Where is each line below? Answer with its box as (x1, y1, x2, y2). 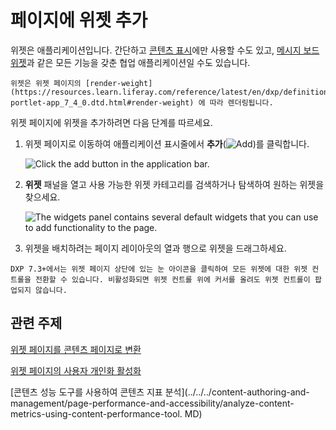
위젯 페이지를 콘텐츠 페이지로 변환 (10, 343, 142, 355)
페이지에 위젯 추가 (10, 9, 148, 32)
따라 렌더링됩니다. (209, 97, 274, 108)
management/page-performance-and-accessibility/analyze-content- (10, 397, 295, 409)
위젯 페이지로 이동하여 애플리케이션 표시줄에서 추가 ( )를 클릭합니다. (24, 137, 310, 150)
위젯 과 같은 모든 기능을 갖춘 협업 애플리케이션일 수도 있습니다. (10, 56, 251, 68)
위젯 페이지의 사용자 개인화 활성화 (10, 364, 142, 376)
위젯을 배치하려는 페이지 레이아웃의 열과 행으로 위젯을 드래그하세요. (24, 242, 287, 254)
